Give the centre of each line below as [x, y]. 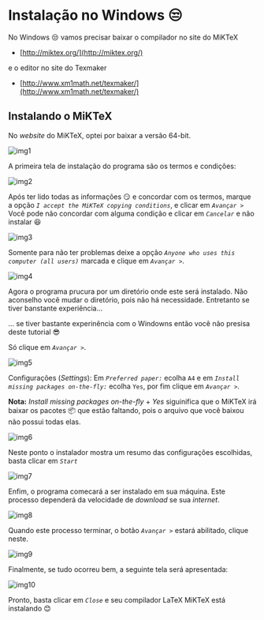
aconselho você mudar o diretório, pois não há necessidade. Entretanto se [129, 299]
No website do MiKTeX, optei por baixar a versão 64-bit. [100, 135]
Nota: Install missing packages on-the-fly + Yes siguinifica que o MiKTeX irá [132, 401]
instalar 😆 [25, 222]
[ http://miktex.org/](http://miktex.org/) [81, 52]
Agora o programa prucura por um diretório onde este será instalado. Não [128, 291]
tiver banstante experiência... [56, 308]
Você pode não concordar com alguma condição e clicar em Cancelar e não [131, 213]
